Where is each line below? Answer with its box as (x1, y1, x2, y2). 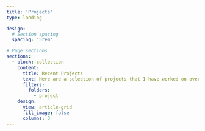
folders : (28, 87, 51, 93)
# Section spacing (12, 31, 59, 37)
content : (17, 64, 40, 70)
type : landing (6, 15, 43, 21)
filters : (22, 81, 45, 88)
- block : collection (12, 59, 64, 65)
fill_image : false (22, 110, 70, 116)
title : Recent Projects (22, 70, 84, 76)
